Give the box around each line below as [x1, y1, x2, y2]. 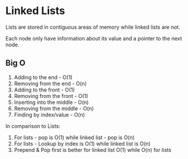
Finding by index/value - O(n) [13, 111, 86, 118]
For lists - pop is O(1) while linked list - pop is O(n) [13, 134, 135, 141]
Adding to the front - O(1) [13, 86, 75, 93]
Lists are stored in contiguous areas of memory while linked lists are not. [5, 23, 180, 31]
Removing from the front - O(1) [13, 92, 88, 99]
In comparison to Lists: [5, 122, 61, 130]
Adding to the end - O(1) [13, 73, 73, 80]
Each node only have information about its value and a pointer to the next [5, 35, 182, 42]
